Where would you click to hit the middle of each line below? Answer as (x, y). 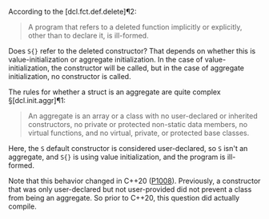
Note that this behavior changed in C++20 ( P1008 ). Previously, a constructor (134, 181)
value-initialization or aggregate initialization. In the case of (106, 60)
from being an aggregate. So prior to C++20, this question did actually (124, 198)
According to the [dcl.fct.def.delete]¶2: (72, 12)
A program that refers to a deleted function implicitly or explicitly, (135, 27)
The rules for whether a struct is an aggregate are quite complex (115, 92)
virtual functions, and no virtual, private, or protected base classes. (139, 133)
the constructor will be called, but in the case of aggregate (147, 68)
